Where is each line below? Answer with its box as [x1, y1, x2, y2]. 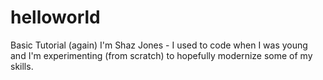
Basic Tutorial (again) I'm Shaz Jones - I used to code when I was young [10, 39, 308, 51]
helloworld [10, 6, 101, 29]
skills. [10, 60, 34, 72]
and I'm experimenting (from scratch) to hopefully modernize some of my [10, 49, 313, 61]
